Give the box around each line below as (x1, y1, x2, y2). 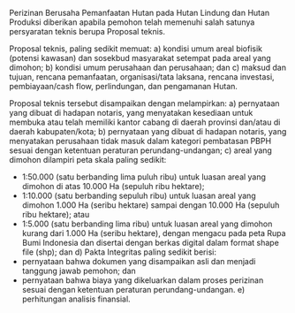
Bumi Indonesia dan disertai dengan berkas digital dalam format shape (21, 238, 280, 248)
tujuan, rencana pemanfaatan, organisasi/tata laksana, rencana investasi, (9, 72, 276, 82)
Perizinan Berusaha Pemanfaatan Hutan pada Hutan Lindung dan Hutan (9, 8, 270, 18)
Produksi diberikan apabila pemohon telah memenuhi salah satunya (9, 17, 255, 27)
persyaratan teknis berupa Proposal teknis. (9, 27, 166, 36)
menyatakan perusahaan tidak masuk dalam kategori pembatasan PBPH (9, 136, 272, 146)
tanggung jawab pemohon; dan (21, 265, 137, 276)
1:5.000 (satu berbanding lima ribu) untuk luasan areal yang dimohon (21, 218, 273, 229)
